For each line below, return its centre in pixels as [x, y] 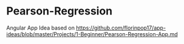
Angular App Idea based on [40, 28]
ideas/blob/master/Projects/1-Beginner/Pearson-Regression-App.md [92, 34]
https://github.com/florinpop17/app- [121, 28]
